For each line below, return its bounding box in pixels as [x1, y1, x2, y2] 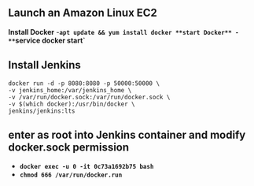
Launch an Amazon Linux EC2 [8, 6, 157, 20]
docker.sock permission [8, 141, 130, 154]
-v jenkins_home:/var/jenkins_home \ [8, 86, 132, 94]
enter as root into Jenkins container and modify [8, 128, 246, 142]
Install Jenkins [8, 58, 81, 72]
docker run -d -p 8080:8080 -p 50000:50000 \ [8, 79, 160, 87]
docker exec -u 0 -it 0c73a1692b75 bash [19, 163, 154, 171]
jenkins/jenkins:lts [8, 106, 76, 115]
